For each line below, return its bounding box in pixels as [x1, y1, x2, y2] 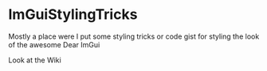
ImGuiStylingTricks [8, 6, 138, 24]
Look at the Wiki [8, 55, 61, 65]
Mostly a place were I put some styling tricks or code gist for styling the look [8, 32, 260, 41]
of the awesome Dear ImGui [8, 39, 100, 49]
